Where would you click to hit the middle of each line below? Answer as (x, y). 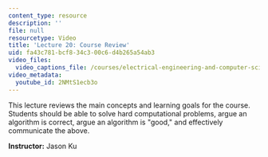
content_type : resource (48, 16)
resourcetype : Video (43, 38)
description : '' (35, 23)
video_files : (30, 61)
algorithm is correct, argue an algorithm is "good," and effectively (116, 122)
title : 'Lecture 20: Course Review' (69, 45)
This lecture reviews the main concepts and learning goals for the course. (130, 105)
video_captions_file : (51, 68)
